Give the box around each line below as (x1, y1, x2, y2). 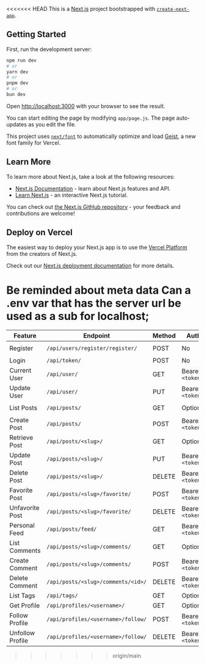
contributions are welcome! (6, 209, 75, 217)
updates (6, 120, 27, 128)
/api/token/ (46, 357, 81, 364)
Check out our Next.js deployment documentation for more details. (6, 262, 174, 269)
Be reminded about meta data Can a (6, 283, 191, 297)
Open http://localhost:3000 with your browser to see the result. (6, 102, 166, 109)
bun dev (6, 92, 26, 98)
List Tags (9, 591, 35, 600)
